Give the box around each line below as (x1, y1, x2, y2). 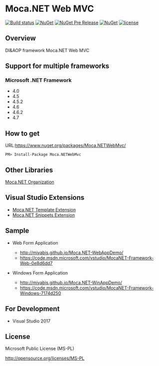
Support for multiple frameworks (5, 62, 110, 70)
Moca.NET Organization (5, 179, 55, 185)
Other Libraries (5, 165, 53, 174)
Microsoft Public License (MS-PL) (5, 345, 75, 351)
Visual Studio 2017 (12, 318, 51, 324)
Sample (5, 226, 29, 235)
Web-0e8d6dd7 (19, 260, 53, 266)
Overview (5, 34, 36, 42)
